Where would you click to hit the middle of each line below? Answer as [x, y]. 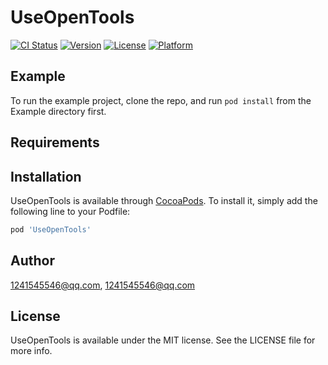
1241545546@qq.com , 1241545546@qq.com [103, 285]
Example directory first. [58, 111]
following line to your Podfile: [70, 211]
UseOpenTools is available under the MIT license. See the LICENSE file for [163, 340]
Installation [46, 176]
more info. [31, 351]
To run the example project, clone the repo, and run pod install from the [161, 100]
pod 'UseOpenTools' [51, 229]
